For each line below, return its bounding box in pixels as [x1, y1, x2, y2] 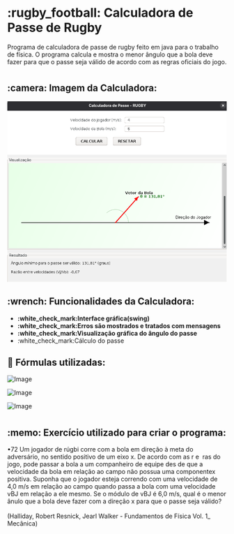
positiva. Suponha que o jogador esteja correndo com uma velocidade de [7, 475, 218, 483]
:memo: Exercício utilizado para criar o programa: [7, 427, 226, 438]
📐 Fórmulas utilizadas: [7, 357, 106, 369]
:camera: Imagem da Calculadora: [7, 82, 157, 94]
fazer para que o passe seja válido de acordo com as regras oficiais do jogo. [7, 57, 227, 66]
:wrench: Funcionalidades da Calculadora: [7, 295, 195, 308]
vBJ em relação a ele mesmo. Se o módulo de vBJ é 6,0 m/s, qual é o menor [7, 490, 226, 498]
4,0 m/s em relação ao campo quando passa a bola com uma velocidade [7, 482, 216, 491]
